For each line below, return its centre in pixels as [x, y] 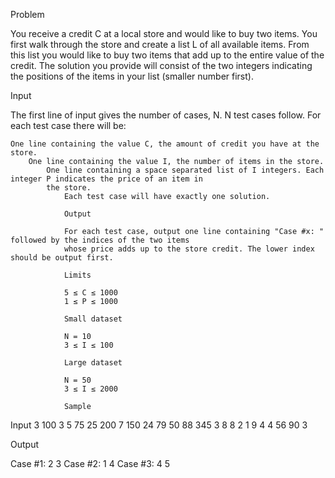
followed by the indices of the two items [100, 240]
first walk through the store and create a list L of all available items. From [160, 44]
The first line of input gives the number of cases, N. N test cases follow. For [166, 115]
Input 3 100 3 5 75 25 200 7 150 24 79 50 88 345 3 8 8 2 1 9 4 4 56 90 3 [159, 425]
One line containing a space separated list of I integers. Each [185, 170]
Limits [77, 275]
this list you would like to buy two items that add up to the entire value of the [167, 55]
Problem [27, 14]
